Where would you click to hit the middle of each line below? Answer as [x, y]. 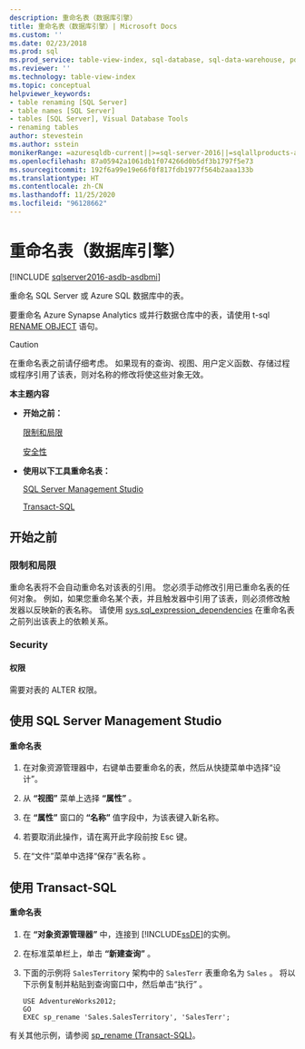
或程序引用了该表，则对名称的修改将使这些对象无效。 [109, 374]
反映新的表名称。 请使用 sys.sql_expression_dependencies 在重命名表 [164, 610]
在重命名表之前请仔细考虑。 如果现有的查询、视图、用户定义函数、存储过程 [150, 363]
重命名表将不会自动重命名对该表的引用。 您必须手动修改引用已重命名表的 [146, 587]
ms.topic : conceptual [50, 85]
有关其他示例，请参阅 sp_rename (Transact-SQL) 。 [105, 1034]
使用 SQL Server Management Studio [116, 721]
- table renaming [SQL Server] [69, 102]
